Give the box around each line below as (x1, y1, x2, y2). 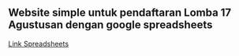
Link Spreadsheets (8, 39, 69, 48)
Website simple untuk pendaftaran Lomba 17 (8, 6, 232, 19)
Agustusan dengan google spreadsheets (8, 19, 213, 32)
